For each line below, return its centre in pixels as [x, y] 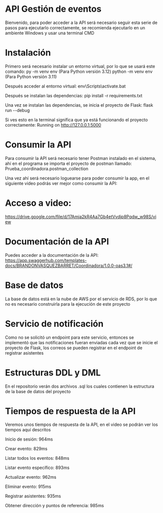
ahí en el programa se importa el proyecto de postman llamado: [69, 163]
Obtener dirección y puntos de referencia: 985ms [54, 506]
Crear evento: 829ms [26, 449]
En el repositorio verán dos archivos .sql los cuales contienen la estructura [80, 386]
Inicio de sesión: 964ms [29, 439]
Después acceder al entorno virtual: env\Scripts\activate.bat [65, 86]
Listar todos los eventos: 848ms [37, 458]
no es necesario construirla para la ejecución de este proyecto [68, 304]
